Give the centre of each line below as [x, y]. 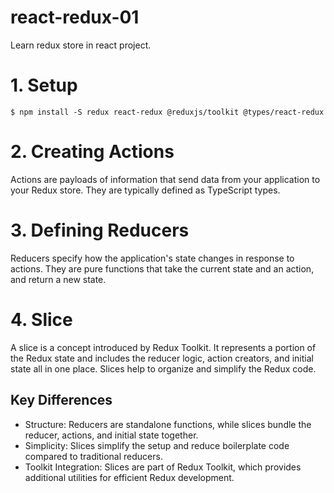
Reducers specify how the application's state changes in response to [152, 258]
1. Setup [44, 85]
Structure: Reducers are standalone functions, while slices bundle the [168, 424]
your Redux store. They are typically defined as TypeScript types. [145, 190]
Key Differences [61, 400]
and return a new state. [58, 279]
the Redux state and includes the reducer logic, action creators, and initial [162, 358]
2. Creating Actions [92, 152]
